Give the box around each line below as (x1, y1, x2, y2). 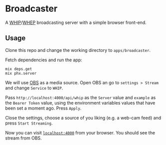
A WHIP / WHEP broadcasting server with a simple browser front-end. (5, 19, 147, 25)
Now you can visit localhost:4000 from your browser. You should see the (5, 130, 156, 136)
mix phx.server (5, 71, 37, 76)
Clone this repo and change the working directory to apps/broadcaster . (5, 47, 151, 53)
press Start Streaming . (5, 120, 53, 126)
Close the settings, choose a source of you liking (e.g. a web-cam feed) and (5, 115, 162, 121)
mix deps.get (5, 66, 32, 71)
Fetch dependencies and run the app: (5, 57, 82, 63)
